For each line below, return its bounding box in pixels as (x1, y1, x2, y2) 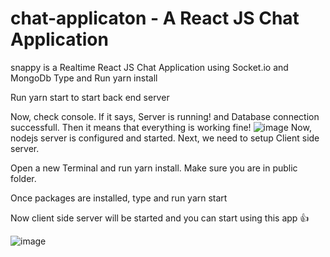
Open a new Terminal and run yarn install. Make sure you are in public (10, 162, 298, 174)
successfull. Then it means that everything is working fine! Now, (10, 121, 312, 133)
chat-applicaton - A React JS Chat (10, 7, 300, 30)
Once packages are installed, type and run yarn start (10, 192, 228, 204)
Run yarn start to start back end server (10, 91, 170, 103)
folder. (10, 172, 37, 184)
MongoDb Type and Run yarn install (10, 72, 158, 84)
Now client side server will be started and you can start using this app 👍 (10, 212, 310, 224)
